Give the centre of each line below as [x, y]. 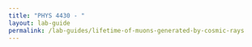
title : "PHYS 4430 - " [47, 16]
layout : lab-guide [39, 23]
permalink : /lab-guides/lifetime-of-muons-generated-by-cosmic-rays [126, 30]
